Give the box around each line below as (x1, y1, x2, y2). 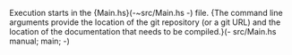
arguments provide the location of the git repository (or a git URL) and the (9, 17, 281, 27)
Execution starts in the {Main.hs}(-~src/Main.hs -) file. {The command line (9, 8, 284, 18)
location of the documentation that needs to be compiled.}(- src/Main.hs (9, 27, 277, 36)
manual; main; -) (9, 35, 70, 46)
